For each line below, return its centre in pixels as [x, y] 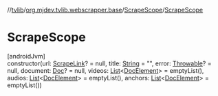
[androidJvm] [26, 56]
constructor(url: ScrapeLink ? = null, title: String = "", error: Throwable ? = [109, 63]
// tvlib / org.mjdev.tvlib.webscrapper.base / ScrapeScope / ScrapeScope [105, 10]
